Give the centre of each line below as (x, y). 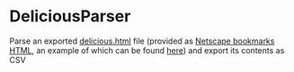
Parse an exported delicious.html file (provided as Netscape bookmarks (142, 41)
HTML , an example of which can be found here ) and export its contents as (147, 50)
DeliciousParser (70, 16)
